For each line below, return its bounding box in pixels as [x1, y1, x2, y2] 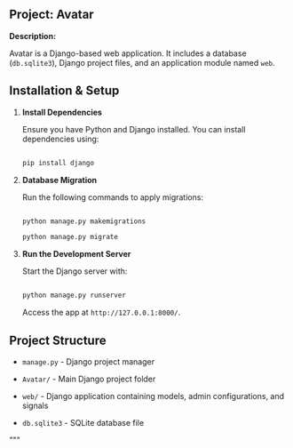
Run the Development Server [21, 249, 131, 260]
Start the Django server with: [21, 266, 128, 276]
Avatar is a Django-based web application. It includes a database [9, 48, 247, 59]
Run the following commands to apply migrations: [21, 191, 204, 203]
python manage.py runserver [21, 291, 126, 300]
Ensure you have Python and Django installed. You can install [21, 124, 246, 134]
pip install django [21, 158, 95, 167]
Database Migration [21, 174, 98, 185]
